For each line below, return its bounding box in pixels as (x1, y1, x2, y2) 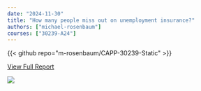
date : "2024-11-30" (7, 10, 64, 17)
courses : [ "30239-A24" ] (7, 29, 77, 37)
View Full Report (7, 62, 54, 71)
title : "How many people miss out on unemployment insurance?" (7, 17, 195, 24)
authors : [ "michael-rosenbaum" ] (7, 23, 101, 30)
